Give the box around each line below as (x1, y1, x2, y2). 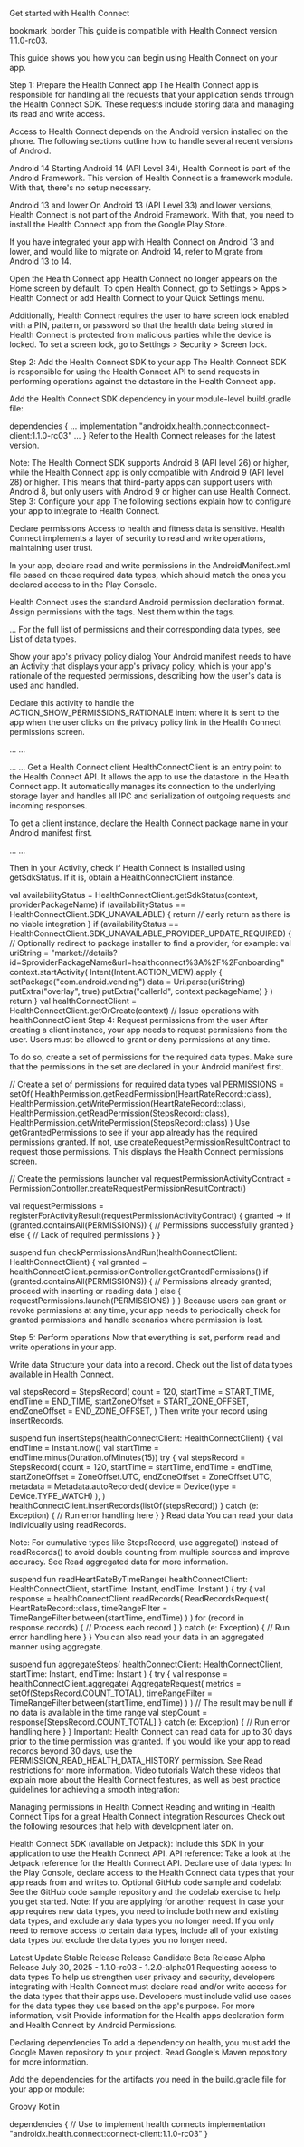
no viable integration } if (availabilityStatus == (9, 919, 179, 929)
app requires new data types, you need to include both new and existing (9, 1906, 279, 1916)
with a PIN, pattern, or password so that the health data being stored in (9, 320, 274, 330)
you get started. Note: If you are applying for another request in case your (9, 1896, 285, 1907)
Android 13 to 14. (9, 256, 72, 266)
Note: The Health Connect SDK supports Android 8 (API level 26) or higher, (9, 458, 290, 468)
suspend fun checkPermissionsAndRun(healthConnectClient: (9, 1247, 238, 1258)
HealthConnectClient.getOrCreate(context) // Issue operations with (9, 1005, 260, 1016)
